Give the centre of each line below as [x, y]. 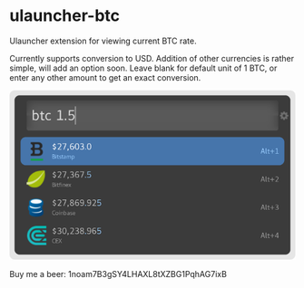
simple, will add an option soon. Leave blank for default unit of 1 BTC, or [143, 68]
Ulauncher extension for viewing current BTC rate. [103, 41]
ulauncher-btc [65, 16]
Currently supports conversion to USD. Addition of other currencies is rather [152, 58]
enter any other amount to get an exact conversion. [105, 77]
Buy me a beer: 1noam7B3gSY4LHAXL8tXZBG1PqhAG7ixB [118, 274]
